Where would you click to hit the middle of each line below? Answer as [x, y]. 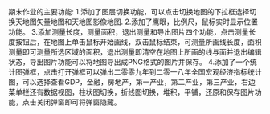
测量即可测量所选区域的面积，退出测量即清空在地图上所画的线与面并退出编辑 [135, 52]
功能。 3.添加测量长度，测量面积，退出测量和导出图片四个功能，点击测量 [129, 32]
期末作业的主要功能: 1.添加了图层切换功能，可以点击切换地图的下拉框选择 [129, 12]
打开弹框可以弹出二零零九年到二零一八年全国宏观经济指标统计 [160, 72]
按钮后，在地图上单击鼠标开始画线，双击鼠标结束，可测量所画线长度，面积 [138, 42]
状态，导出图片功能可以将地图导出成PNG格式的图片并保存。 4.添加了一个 [129, 62]
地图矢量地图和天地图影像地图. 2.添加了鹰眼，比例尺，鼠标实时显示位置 [140, 22]
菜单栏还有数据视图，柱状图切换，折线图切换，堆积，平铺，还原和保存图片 [131, 92]
